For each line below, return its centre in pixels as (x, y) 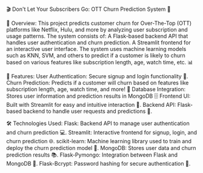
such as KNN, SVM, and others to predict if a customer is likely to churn (96, 55)
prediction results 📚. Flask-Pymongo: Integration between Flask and (92, 155)
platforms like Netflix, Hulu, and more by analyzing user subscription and (97, 29)
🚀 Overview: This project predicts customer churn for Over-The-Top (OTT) (99, 23)
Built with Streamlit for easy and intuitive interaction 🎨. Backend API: (91, 105)
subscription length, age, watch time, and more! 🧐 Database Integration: (96, 89)
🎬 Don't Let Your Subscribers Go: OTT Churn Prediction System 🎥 (88, 9)
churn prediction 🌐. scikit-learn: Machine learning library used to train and (99, 141)
